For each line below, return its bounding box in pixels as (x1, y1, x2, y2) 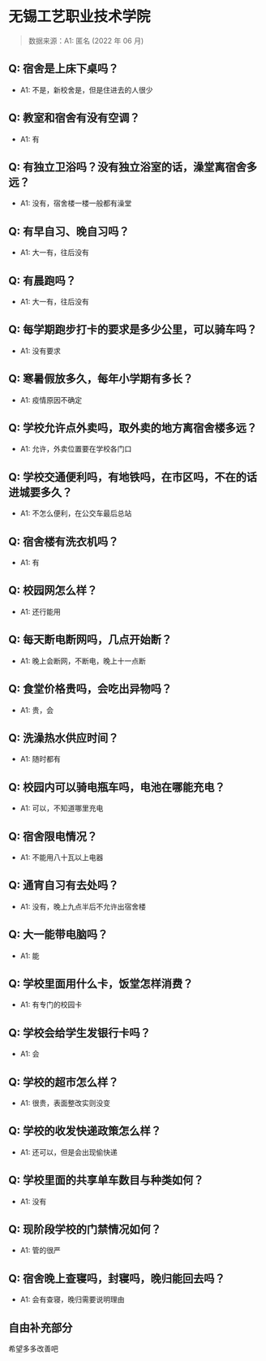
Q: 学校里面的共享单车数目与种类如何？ (8, 1173, 204, 1187)
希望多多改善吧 (8, 1344, 58, 1354)
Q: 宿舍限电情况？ (8, 829, 98, 843)
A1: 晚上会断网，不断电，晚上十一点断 (19, 655, 146, 666)
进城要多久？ (8, 485, 73, 499)
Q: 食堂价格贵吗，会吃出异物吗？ (8, 682, 173, 696)
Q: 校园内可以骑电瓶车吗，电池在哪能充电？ (8, 780, 225, 794)
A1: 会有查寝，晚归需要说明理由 (19, 1294, 125, 1304)
